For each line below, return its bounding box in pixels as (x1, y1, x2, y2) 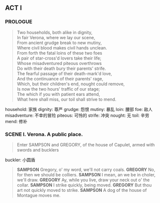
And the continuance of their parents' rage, (16, 76, 103, 81)
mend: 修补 (5, 118, 28, 124)
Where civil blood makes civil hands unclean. (16, 45, 108, 50)
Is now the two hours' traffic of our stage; (16, 86, 100, 92)
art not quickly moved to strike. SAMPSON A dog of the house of (16, 187, 147, 193)
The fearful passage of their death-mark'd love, (16, 70, 112, 77)
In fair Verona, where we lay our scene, (16, 34, 96, 40)
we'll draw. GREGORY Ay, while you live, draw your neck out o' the (16, 177, 150, 183)
